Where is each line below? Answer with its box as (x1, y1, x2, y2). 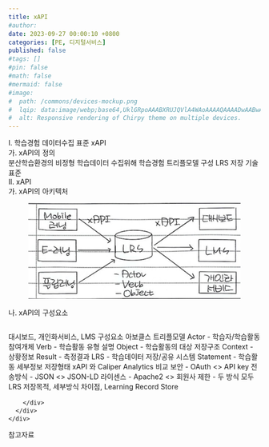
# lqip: (8, 106, 38, 114)
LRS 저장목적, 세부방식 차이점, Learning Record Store (8, 381, 179, 391)
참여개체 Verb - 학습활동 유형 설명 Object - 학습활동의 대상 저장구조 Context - (8, 341, 254, 351)
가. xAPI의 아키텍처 (8, 186, 69, 196)
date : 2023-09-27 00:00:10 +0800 (8, 30, 120, 38)
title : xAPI (8, 13, 48, 21)
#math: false (8, 72, 52, 80)
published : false (8, 46, 66, 55)
